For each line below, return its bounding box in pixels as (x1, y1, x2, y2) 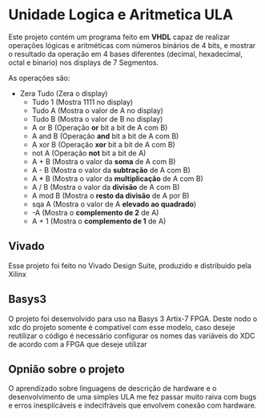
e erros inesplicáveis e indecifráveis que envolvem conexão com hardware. (8, 400, 257, 410)
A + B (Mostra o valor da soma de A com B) (31, 156, 176, 166)
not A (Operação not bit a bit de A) (31, 148, 147, 158)
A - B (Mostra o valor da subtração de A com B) (31, 165, 191, 175)
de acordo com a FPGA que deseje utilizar (8, 339, 147, 349)
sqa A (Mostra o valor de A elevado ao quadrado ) (31, 199, 197, 209)
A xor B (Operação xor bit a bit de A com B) (31, 139, 176, 149)
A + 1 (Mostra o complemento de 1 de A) (31, 216, 167, 226)
